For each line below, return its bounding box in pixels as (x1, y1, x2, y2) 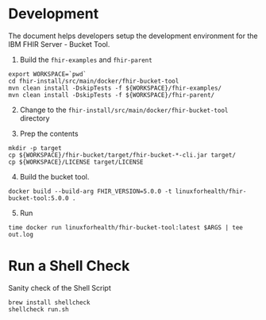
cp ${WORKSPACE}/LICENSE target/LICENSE (8, 158, 145, 166)
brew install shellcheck (8, 299, 91, 307)
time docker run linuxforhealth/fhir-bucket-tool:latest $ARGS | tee (8, 223, 244, 231)
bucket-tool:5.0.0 (8, 194, 69, 202)
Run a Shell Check (8, 257, 130, 275)
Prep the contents (19, 129, 79, 138)
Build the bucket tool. (19, 172, 90, 181)
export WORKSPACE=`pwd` (8, 70, 87, 78)
